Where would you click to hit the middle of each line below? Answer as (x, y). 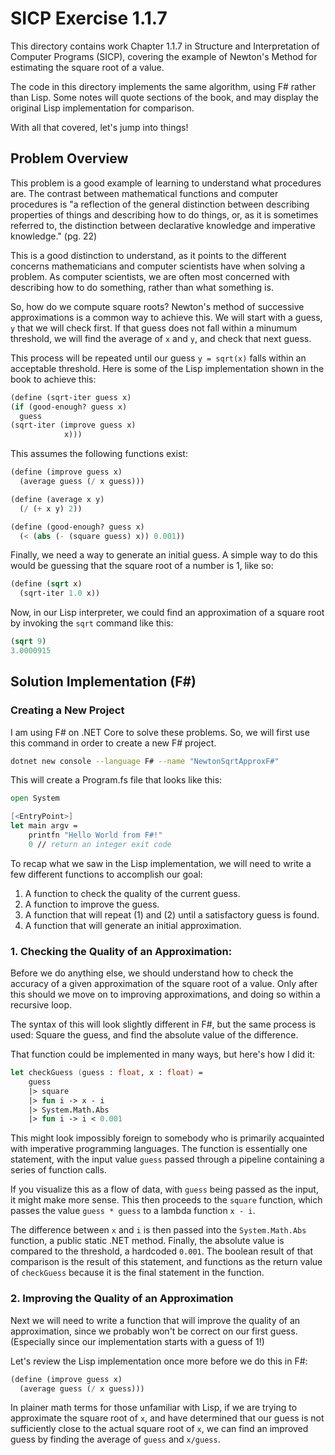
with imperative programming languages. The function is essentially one (159, 1149)
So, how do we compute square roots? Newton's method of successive (157, 306)
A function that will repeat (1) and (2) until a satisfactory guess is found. (172, 914)
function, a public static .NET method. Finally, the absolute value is (147, 1241)
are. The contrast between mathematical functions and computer (144, 193)
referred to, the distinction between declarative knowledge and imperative (163, 225)
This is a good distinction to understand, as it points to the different (148, 255)
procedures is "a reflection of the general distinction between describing (160, 204)
